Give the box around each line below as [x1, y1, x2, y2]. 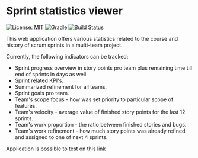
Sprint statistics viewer [6, 4, 123, 18]
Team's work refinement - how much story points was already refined [14, 127, 186, 134]
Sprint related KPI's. [14, 77, 64, 84]
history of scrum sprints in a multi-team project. [6, 41, 123, 49]
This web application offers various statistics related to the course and [6, 35, 178, 42]
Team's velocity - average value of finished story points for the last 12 [14, 108, 186, 115]
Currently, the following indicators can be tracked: [6, 53, 129, 60]
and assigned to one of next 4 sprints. [14, 133, 108, 140]
